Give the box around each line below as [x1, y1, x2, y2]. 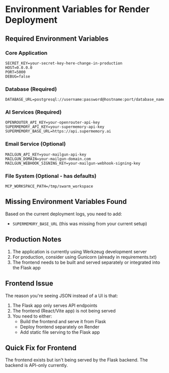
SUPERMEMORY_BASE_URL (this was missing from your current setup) [12, 220, 147, 227]
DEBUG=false [5, 74, 30, 79]
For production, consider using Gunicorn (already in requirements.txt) [12, 254, 157, 260]
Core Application [5, 49, 48, 56]
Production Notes [5, 235, 62, 244]
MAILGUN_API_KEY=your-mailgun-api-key [5, 152, 87, 157]
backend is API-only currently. [5, 362, 68, 368]
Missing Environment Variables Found [5, 197, 127, 206]
